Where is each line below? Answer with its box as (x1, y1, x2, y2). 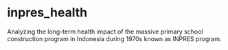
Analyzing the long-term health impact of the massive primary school (7, 27, 204, 36)
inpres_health (7, 5, 88, 21)
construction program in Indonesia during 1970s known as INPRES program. (7, 34, 222, 42)
